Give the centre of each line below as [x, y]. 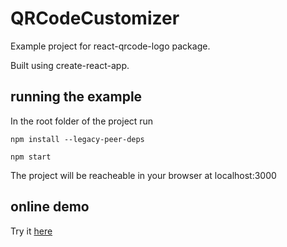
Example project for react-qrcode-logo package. [110, 46]
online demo [50, 207]
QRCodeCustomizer [95, 18]
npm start [31, 157]
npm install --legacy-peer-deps [77, 139]
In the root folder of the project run [82, 121]
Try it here [31, 231]
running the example [76, 97]
